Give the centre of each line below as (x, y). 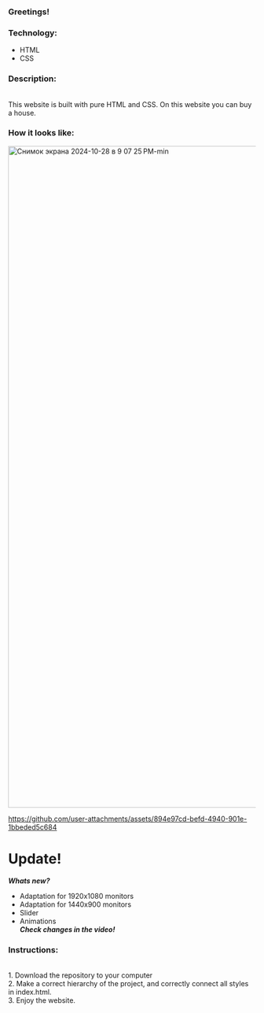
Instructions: (33, 949)
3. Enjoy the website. (42, 1000)
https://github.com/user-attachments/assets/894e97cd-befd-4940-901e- (128, 819)
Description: (32, 79)
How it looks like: (41, 133)
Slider (29, 912)
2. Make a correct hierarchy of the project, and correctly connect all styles (128, 984)
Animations (38, 921)
